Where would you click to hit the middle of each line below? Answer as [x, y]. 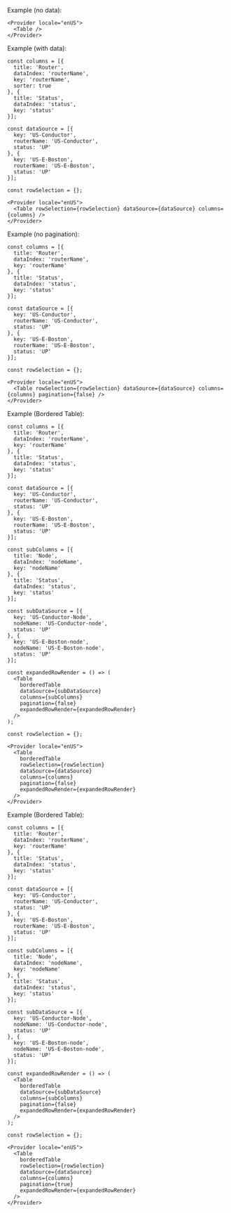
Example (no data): [35, 10]
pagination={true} [47, 1184]
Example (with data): [37, 48]
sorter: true [33, 86]
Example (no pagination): [43, 234]
